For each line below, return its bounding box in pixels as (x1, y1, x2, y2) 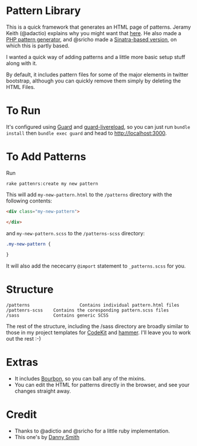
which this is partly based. (6, 42, 70, 49)
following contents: (6, 197, 53, 204)
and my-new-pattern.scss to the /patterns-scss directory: (6, 229, 145, 236)
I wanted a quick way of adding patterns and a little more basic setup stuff (6, 53, 186, 60)
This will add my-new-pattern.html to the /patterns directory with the (6, 191, 172, 198)
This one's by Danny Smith (14, 434, 80, 440)
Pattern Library (6, 4, 81, 18)
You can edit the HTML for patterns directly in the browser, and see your (14, 382, 190, 389)
